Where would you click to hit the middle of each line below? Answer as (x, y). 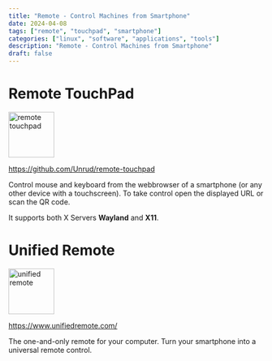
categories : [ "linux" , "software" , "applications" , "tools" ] (114, 39)
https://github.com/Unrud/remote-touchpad (82, 169)
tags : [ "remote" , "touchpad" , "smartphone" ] (85, 31)
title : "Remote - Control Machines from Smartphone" (99, 16)
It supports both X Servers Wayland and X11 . (84, 217)
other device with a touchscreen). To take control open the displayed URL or (136, 193)
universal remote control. (50, 350)
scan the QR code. (39, 202)
